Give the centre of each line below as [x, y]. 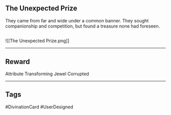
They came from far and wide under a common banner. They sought [77, 20]
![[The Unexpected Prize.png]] [37, 41]
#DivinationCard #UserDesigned [39, 107]
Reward [18, 61]
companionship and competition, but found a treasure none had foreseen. [83, 26]
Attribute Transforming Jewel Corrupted [47, 74]
